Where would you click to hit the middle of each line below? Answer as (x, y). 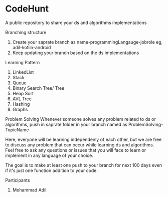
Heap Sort (23, 93)
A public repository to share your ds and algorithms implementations (76, 23)
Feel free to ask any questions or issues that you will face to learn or (76, 150)
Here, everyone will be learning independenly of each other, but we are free (83, 139)
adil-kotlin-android (32, 47)
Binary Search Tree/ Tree (38, 88)
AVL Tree (22, 99)
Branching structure (26, 32)
